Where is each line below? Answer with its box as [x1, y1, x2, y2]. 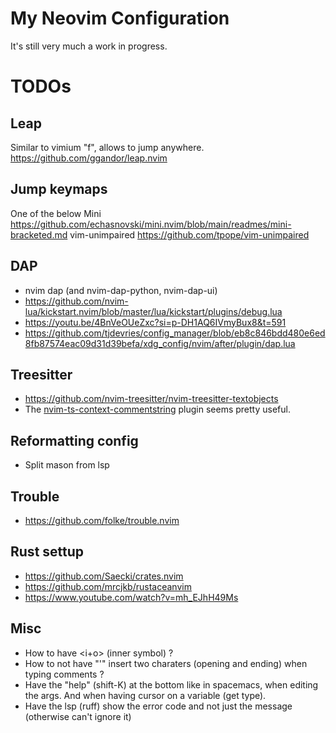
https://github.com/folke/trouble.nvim [24, 515, 180, 526]
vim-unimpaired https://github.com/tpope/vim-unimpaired [69, 228, 310, 241]
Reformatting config [10, 432, 139, 449]
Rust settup [10, 543, 85, 561]
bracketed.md [10, 228, 68, 241]
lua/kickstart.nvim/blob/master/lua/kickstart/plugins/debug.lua [24, 305, 283, 317]
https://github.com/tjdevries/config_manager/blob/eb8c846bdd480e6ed [24, 327, 326, 339]
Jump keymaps [10, 181, 108, 198]
